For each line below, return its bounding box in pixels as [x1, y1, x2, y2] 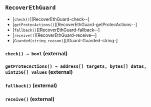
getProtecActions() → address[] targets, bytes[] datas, [5, 63, 147, 69]
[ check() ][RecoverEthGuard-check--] [12, 16, 89, 22]
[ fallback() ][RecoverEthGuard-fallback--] [12, 27, 100, 33]
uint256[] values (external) [5, 68, 73, 75]
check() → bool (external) [5, 50, 68, 57]
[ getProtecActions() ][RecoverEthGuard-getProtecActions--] [12, 21, 137, 27]
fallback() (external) [5, 82, 57, 89]
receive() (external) [5, 95, 55, 102]
